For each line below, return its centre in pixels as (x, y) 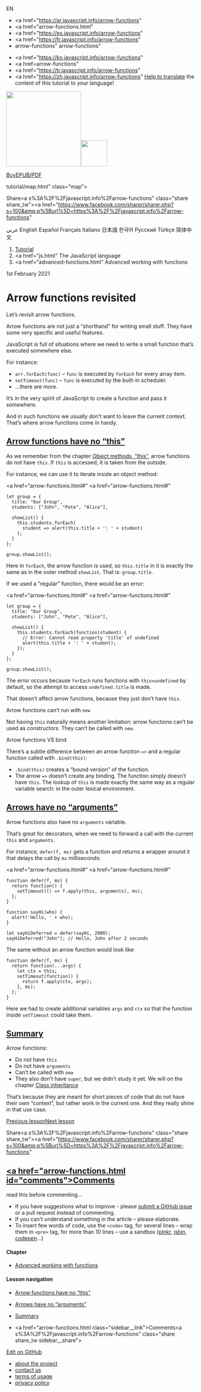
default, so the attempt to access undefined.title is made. (79, 686)
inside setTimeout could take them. (49, 1015)
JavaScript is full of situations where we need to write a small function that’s (100, 344)
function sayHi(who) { (34, 912)
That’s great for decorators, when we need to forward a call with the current (100, 834)
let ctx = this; (37, 971)
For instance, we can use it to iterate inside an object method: (82, 474)
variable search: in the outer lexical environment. (75, 788)
